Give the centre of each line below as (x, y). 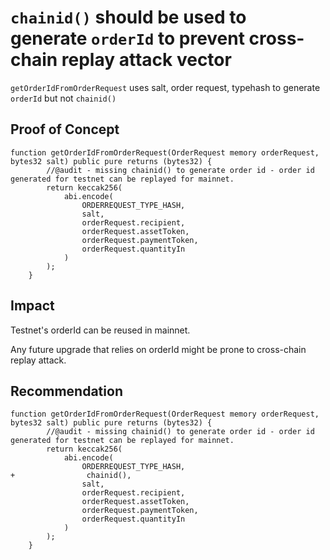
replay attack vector (146, 60)
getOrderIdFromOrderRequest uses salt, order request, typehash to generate (165, 87)
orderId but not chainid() (63, 98)
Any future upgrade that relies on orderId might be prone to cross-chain (158, 349)
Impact (32, 306)
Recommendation (66, 391)
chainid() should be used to (128, 17)
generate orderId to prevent (127, 38)
